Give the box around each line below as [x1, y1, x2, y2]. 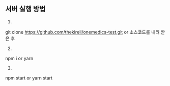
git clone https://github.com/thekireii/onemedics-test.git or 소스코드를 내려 [5, 29, 160, 35]
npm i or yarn [5, 55, 34, 61]
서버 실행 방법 [5, 5, 46, 14]
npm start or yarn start [5, 75, 52, 81]
